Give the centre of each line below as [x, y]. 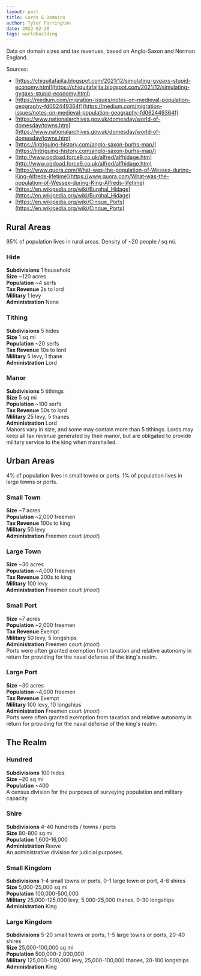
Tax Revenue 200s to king [39, 577]
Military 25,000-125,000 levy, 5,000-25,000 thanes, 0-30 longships [90, 900]
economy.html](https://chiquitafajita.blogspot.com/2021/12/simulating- [102, 87]
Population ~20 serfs [33, 343]
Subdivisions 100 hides [35, 773]
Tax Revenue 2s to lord [35, 289]
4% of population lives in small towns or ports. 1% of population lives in [94, 475]
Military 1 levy [24, 296]
